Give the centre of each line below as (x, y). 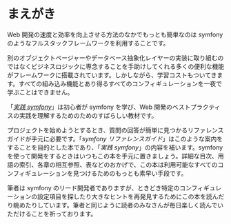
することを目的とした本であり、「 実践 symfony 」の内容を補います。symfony (115, 147)
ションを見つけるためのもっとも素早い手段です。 (118, 173)
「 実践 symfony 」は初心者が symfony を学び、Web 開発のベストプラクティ (114, 107)
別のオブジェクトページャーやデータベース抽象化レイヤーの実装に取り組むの (115, 58)
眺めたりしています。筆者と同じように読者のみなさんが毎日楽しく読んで (115, 205)
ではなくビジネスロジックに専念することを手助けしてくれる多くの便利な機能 (116, 66)
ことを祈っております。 (64, 214)
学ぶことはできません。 (40, 92)
